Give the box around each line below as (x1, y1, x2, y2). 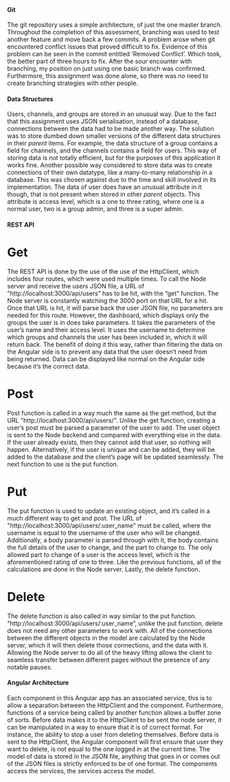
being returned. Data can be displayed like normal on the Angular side (7, 354, 205, 363)
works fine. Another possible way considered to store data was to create (7, 161, 213, 170)
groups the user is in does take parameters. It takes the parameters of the (7, 318, 216, 326)
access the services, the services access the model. (7, 766, 156, 775)
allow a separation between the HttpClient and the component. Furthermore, (7, 701, 223, 709)
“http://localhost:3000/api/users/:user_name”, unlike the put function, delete (7, 619, 223, 628)
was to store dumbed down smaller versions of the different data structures (7, 132, 221, 140)
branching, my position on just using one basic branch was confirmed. (7, 65, 207, 73)
